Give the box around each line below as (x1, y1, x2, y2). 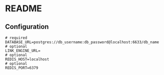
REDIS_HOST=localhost (5, 57, 50, 62)
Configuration (5, 23, 49, 31)
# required (5, 35, 27, 40)
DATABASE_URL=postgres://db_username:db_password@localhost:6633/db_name (5, 40, 160, 45)
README (5, 3, 42, 14)
